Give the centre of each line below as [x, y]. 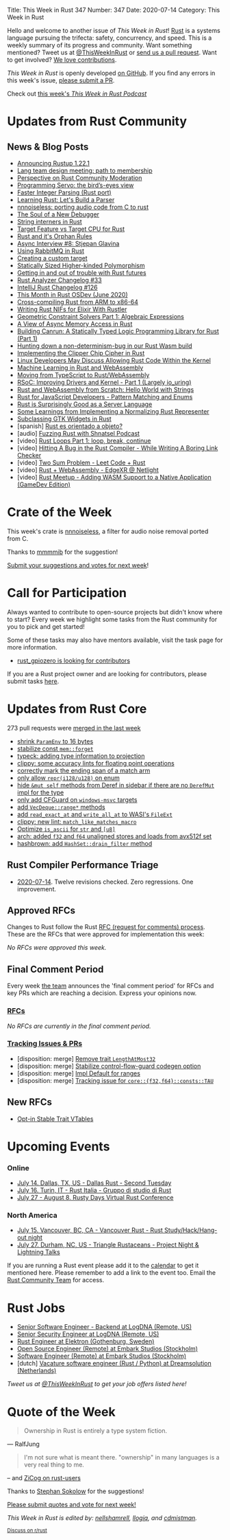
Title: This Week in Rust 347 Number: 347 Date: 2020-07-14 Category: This [114, 10]
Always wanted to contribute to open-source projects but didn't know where [115, 612]
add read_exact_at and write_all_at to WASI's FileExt [95, 814]
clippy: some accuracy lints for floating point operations [95, 763]
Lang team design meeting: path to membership [85, 170]
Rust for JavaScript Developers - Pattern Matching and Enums [105, 397]
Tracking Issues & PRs [45, 1044]
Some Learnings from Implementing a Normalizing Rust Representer [113, 411]
